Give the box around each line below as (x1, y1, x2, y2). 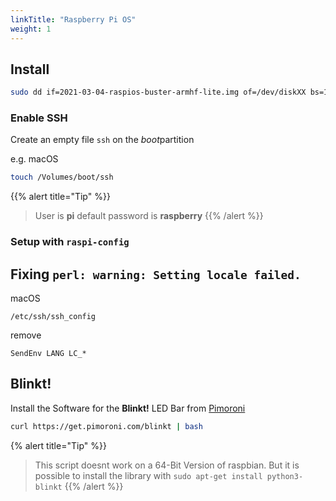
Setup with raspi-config (10, 235, 130, 249)
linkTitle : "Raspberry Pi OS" (10, 14, 137, 25)
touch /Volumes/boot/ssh (10, 172, 114, 183)
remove (10, 329, 42, 341)
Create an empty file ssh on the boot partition (10, 134, 195, 146)
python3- (266, 471, 304, 481)
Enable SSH (10, 111, 68, 125)
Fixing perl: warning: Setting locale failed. (10, 266, 302, 283)
